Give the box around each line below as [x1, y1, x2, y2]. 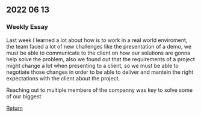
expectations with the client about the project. [6, 74, 120, 82]
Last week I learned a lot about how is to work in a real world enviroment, [6, 36, 188, 44]
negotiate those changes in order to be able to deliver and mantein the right [6, 68, 194, 76]
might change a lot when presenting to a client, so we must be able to [6, 62, 179, 69]
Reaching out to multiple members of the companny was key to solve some [6, 86, 193, 94]
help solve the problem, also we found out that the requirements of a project [6, 55, 196, 62]
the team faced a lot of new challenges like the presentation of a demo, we [6, 43, 191, 50]
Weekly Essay [6, 23, 48, 31]
